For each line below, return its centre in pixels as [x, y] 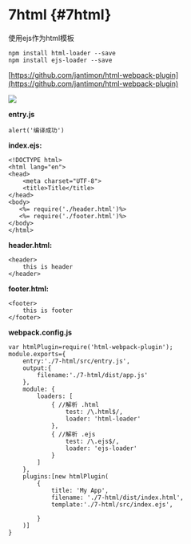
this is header [48, 266]
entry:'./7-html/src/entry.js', [76, 361]
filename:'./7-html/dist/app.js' [93, 375]
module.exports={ [37, 354]
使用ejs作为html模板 [41, 38]
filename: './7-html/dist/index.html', [117, 497]
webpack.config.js [40, 332]
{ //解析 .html [75, 404]
